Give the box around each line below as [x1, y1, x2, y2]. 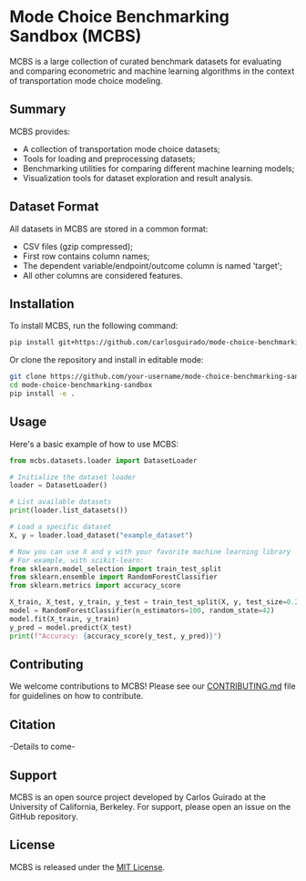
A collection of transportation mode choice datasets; [22, 143, 220, 154]
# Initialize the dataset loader [9, 472, 137, 482]
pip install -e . [9, 389, 76, 398]
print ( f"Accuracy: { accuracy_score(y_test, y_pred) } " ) [9, 631, 222, 640]
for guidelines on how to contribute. [9, 691, 144, 702]
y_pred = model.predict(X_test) [9, 622, 132, 632]
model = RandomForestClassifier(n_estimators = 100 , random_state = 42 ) [9, 606, 275, 616]
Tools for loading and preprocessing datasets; [22, 153, 196, 164]
